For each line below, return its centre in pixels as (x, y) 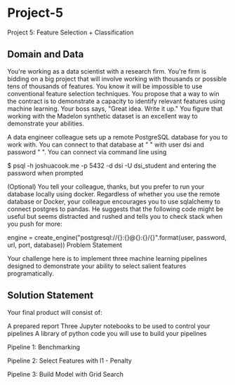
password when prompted (45, 173)
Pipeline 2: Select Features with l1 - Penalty (69, 360)
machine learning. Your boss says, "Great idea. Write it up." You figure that (115, 108)
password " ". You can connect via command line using (87, 151)
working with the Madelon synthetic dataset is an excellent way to (102, 116)
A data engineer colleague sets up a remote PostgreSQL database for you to (117, 137)
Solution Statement (50, 296)
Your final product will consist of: (55, 312)
